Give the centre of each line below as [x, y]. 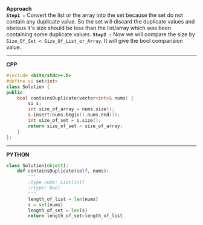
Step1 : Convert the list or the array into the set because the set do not [95, 15]
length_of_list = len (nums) [63, 199]
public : [16, 92]
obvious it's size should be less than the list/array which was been [89, 28]
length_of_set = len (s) [58, 211]
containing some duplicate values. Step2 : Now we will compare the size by [101, 34]
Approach [19, 9]
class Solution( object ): [37, 165]
